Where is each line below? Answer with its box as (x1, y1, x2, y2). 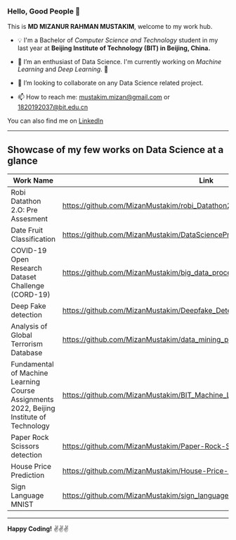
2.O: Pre (11, 205, 38, 215)
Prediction (11, 470, 45, 480)
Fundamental (11, 360, 54, 369)
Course (11, 386, 35, 395)
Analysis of (11, 321, 48, 331)
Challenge (11, 281, 44, 291)
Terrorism (11, 339, 44, 349)
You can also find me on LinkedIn (7, 116, 104, 125)
